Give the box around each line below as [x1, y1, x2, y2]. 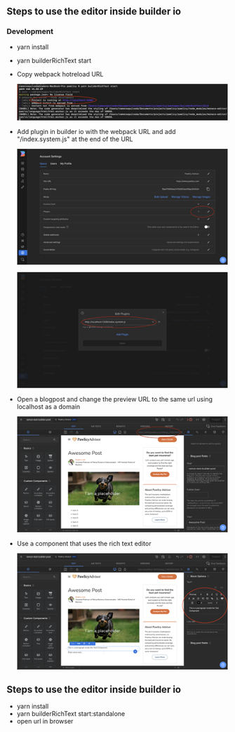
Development [6, 27, 54, 36]
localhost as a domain [16, 403, 81, 411]
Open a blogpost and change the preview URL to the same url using [16, 395, 213, 404]
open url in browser [16, 717, 74, 725]
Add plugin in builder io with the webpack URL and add [16, 128, 176, 136]
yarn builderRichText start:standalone [16, 709, 126, 718]
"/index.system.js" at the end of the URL [16, 135, 134, 143]
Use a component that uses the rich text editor [16, 540, 152, 548]
